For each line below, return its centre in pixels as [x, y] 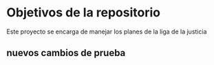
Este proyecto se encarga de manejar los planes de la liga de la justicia [107, 31]
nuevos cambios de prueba [66, 53]
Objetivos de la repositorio [84, 13]
